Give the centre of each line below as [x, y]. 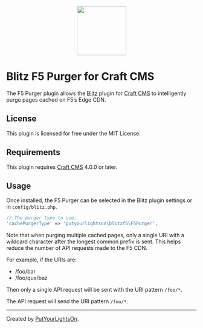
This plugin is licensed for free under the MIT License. [73, 133]
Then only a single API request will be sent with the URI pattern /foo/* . [94, 290]
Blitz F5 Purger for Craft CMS [80, 77]
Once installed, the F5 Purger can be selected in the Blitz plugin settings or [99, 200]
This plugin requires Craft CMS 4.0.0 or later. [62, 167]
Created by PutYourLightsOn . [43, 319]
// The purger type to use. [42, 218]
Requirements [33, 152]
